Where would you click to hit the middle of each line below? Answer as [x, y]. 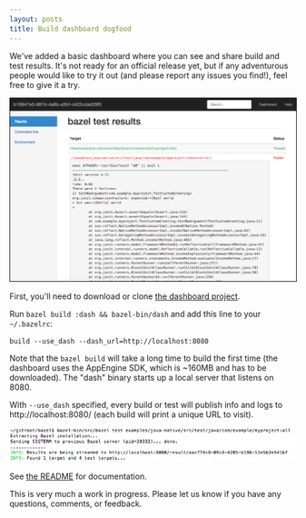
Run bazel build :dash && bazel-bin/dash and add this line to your [135, 314]
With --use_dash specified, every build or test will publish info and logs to [146, 404]
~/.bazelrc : [31, 324]
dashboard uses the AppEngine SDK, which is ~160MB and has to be [138, 367]
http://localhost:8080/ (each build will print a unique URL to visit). [132, 414]
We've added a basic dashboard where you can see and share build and [144, 55]
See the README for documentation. [78, 476]
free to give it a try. [44, 85]
